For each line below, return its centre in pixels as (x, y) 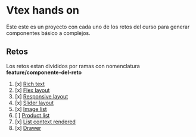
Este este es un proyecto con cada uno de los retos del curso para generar (98, 27)
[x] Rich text (29, 84)
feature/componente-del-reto (44, 72)
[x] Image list (31, 109)
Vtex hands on (43, 10)
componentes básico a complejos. (48, 33)
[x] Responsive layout (41, 96)
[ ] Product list (32, 115)
